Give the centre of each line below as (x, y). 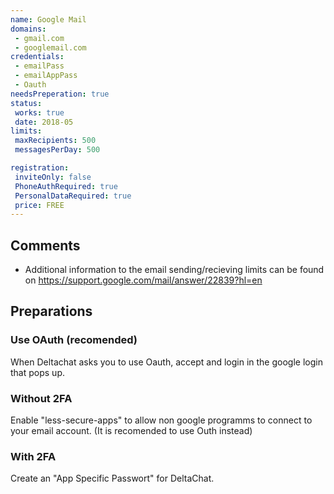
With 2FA (33, 456)
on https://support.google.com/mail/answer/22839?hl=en (143, 280)
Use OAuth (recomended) (74, 340)
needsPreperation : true (60, 94)
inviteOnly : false (53, 177)
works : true (39, 112)
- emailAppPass (46, 76)
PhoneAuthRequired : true (66, 186)
